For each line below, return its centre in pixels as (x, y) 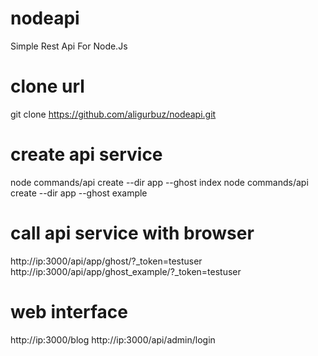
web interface (69, 311)
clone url (47, 86)
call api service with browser (132, 233)
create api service (86, 154)
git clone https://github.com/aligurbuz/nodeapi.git (113, 114)
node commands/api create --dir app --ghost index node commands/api (159, 182)
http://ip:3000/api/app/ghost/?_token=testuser (106, 261)
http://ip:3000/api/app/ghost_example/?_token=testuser (126, 271)
